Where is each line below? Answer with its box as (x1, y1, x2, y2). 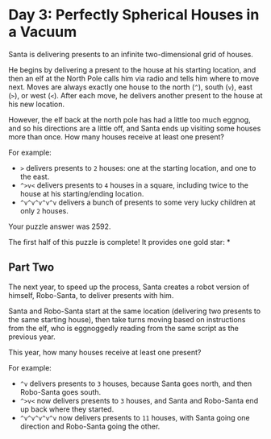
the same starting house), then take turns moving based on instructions (8, 314, 246, 324)
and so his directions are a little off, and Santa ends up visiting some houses (8, 123, 261, 133)
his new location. (8, 99, 65, 109)
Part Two (8, 260, 55, 275)
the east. (19, 172, 50, 181)
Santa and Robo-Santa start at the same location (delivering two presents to (8, 306, 261, 316)
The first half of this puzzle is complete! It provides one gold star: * (8, 237, 231, 246)
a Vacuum (8, 23, 77, 41)
